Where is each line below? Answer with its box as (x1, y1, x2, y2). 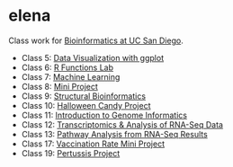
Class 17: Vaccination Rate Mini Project (21, 138, 166, 149)
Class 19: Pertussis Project (21, 147, 121, 158)
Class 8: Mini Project (21, 81, 98, 92)
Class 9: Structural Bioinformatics (21, 91, 146, 101)
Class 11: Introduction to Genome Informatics (21, 110, 188, 120)
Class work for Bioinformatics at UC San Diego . (8, 35, 184, 46)
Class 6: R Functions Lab (21, 62, 114, 73)
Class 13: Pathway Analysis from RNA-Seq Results (21, 128, 208, 139)
